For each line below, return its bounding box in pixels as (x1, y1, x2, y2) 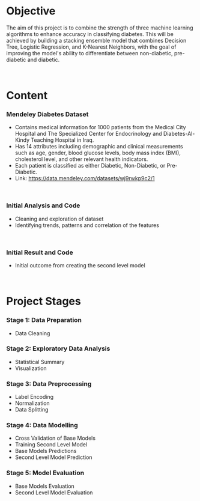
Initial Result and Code (6, 248, 73, 257)
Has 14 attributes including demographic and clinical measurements (14, 143, 183, 150)
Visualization (14, 365, 47, 372)
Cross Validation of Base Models (14, 434, 96, 442)
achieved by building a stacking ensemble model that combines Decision (6, 37, 187, 44)
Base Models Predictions (14, 448, 77, 455)
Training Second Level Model (14, 441, 88, 448)
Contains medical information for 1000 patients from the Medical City (14, 124, 186, 131)
